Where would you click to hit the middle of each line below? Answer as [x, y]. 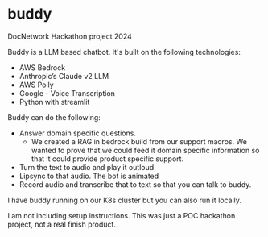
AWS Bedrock [42, 67]
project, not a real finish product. [62, 224]
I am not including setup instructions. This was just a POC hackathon [122, 215]
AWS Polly [36, 85]
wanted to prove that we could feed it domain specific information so [145, 150]
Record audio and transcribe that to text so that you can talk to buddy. [135, 184]
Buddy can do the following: [54, 117]
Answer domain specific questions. [77, 133]
